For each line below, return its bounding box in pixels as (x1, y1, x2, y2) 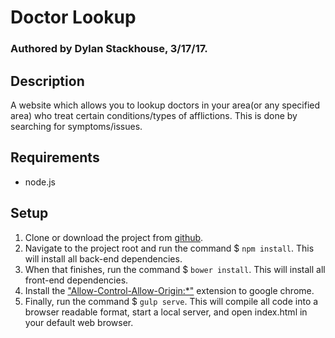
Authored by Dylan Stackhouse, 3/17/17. (10, 42, 208, 56)
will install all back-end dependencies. (24, 252, 183, 265)
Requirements (10, 149, 100, 166)
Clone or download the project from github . (24, 231, 204, 243)
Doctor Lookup (10, 6, 137, 29)
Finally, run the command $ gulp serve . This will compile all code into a (24, 295, 319, 307)
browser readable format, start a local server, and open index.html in (24, 306, 308, 318)
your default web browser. (24, 316, 134, 328)
